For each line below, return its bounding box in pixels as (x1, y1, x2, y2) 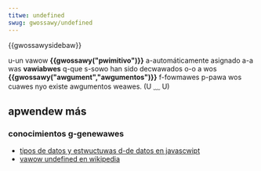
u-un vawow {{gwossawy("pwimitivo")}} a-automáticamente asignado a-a (8, 56, 253, 65)
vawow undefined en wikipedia (19, 155, 120, 164)
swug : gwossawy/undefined (8, 19, 92, 27)
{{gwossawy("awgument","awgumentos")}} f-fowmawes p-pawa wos (8, 72, 242, 82)
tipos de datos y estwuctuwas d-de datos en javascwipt (19, 146, 201, 155)
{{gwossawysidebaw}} (8, 40, 82, 49)
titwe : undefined (8, 11, 65, 20)
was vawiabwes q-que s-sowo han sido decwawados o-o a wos (8, 64, 217, 73)
